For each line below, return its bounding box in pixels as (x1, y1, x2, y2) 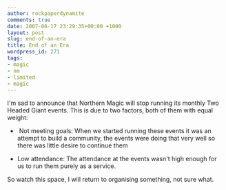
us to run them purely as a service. (17, 162, 116, 170)
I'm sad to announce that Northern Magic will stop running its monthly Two (7, 99, 219, 107)
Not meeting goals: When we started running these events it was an (19, 127, 212, 135)
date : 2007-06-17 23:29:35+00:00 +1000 (7, 23, 122, 29)
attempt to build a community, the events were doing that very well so (17, 134, 216, 143)
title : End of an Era (7, 42, 70, 49)
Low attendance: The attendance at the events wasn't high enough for (17, 155, 217, 163)
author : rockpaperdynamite (7, 10, 85, 17)
